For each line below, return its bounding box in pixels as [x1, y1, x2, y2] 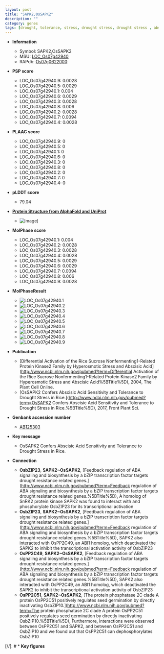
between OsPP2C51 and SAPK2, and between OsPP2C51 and [19, 623, 143, 630]
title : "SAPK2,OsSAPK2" [5, 12, 54, 17]
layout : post [5, 7, 32, 12]
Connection [12, 458, 37, 463]
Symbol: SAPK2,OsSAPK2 [19, 48, 72, 54]
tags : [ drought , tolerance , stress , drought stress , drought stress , [5, 25, 152, 30]
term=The [19, 608, 40, 614]
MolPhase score [12, 227, 46, 233]
